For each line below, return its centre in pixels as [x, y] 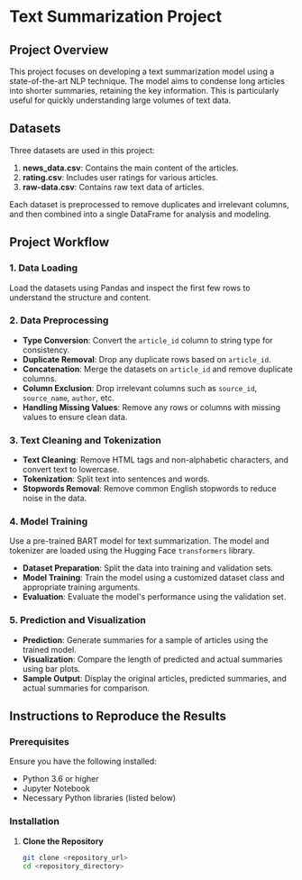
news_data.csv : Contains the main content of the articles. [130, 168]
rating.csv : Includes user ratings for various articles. [120, 177]
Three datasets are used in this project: [82, 150]
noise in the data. [55, 499]
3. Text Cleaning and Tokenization [86, 440]
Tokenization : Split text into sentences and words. [116, 479]
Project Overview [59, 50]
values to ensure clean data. [75, 417]
